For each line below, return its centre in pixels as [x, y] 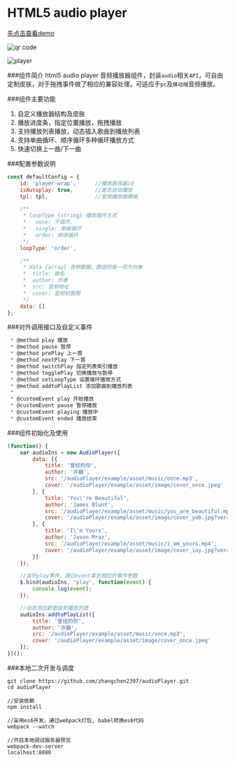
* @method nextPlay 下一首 [48, 360]
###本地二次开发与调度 [41, 667]
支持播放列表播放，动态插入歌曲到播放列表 [79, 131]
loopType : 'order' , [48, 248]
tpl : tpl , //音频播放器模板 [79, 196]
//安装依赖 [21, 701]
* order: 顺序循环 [51, 235]
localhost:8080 [29, 752]
